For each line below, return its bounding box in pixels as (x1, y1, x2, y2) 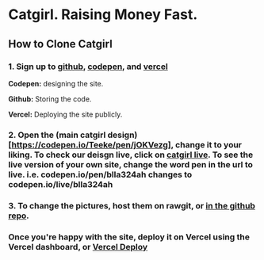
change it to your (175, 139, 243, 150)
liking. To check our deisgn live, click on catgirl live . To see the (8, 149, 254, 160)
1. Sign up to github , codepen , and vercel (8, 61, 168, 72)
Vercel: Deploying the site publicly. (8, 109, 123, 119)
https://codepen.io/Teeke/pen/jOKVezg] (11, 139, 172, 150)
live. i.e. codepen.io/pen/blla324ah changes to (8, 169, 193, 180)
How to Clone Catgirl (8, 37, 113, 51)
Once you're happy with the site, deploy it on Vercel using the (8, 231, 250, 243)
